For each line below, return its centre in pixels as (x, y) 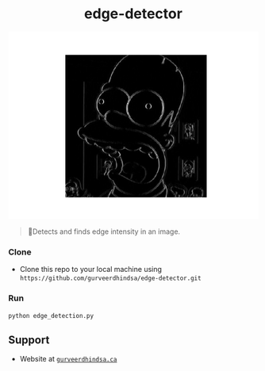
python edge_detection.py (51, 316)
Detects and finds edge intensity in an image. (106, 231)
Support (29, 340)
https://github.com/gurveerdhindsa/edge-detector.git (110, 278)
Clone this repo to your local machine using (91, 270)
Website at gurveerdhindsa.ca (68, 359)
